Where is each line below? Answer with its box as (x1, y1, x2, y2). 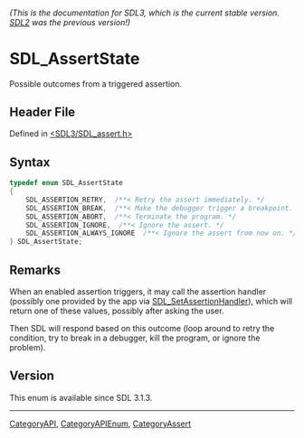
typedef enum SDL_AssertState (9, 179, 124, 188)
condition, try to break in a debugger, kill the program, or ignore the (9, 332, 261, 343)
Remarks (9, 262, 62, 277)
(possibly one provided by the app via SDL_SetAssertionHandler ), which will (9, 295, 292, 306)
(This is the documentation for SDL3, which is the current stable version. (9, 7, 280, 18)
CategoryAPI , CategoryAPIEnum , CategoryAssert (9, 418, 192, 429)
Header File (9, 104, 76, 119)
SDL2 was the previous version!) (9, 16, 131, 27)
